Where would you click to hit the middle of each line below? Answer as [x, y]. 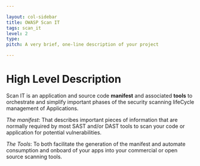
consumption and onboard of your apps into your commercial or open [92, 150]
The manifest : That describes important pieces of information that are [92, 120]
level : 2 [17, 33]
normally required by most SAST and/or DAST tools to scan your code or [96, 126]
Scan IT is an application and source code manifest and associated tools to [99, 95]
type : [13, 39]
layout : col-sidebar [32, 17]
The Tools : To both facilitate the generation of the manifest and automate [96, 144]
